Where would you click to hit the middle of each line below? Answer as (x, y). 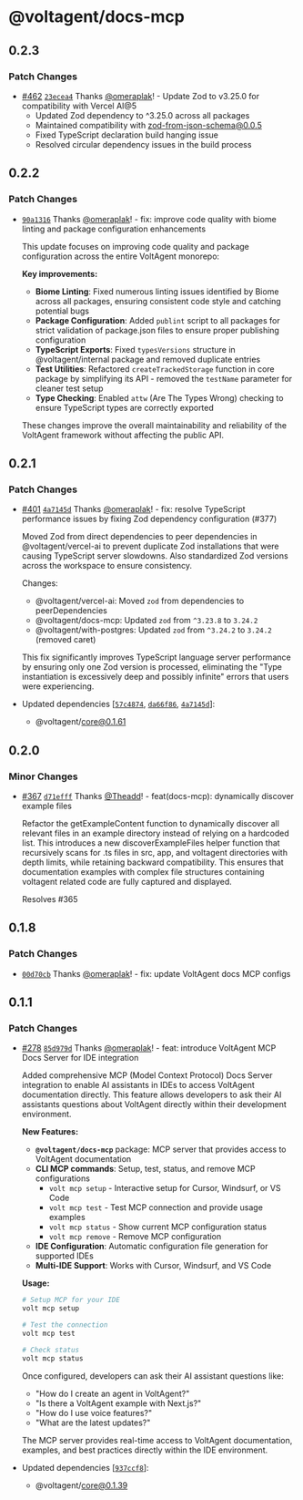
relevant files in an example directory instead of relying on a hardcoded (156, 833)
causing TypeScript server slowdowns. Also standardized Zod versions (155, 556)
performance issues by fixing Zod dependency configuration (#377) (149, 519)
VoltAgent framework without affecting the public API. (123, 435)
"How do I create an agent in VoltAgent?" (112, 1393)
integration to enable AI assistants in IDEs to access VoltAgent (138, 1085)
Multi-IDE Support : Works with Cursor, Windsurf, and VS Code (153, 1266)
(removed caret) (66, 640)
